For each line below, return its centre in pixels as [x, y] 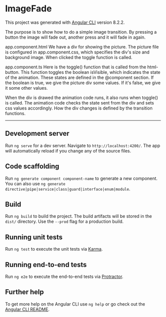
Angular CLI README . [27, 309]
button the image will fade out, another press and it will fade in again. [75, 37]
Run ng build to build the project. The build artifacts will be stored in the [79, 216]
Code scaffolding [32, 166]
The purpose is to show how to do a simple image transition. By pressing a [81, 32]
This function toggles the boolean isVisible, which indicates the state [90, 72]
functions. [15, 113]
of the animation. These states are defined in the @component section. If [80, 77]
